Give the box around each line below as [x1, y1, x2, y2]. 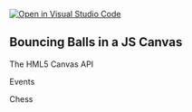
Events [9, 76, 35, 87]
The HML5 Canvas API [9, 59, 94, 70]
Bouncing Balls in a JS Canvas [9, 34, 183, 50]
